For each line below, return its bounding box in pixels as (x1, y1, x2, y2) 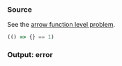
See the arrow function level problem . (7, 21, 116, 29)
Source (7, 5, 33, 14)
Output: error (7, 50, 54, 60)
